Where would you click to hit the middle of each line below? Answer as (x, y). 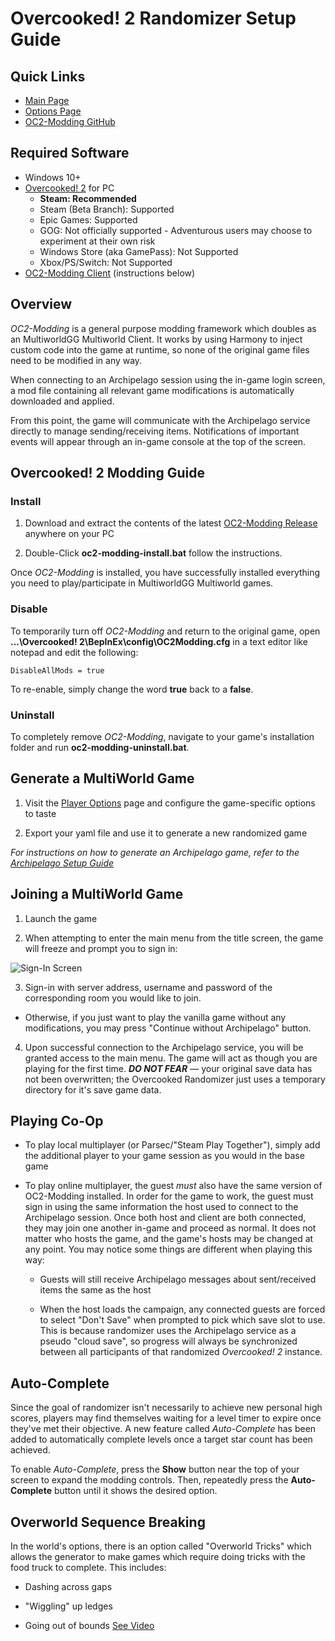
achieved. (30, 1450)
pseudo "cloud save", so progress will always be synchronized (168, 1341)
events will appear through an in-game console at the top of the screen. (158, 441)
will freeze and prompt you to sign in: (101, 948)
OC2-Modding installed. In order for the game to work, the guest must (169, 1196)
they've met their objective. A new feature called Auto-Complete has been (163, 1429)
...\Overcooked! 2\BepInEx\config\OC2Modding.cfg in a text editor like (159, 641)
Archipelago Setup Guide (62, 863)
